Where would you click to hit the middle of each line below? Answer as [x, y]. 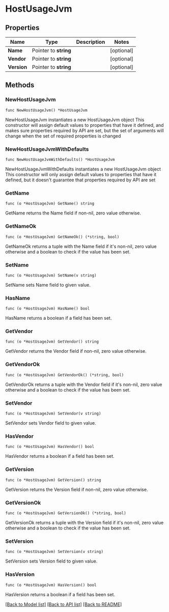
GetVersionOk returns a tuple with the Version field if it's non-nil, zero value [84, 522]
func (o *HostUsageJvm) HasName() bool [48, 309]
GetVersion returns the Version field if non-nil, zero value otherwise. [77, 489]
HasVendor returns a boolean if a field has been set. [60, 456]
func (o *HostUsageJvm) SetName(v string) [51, 275]
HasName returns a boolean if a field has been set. [59, 318]
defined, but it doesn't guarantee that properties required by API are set [80, 180]
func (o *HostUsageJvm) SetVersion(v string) [54, 552]
